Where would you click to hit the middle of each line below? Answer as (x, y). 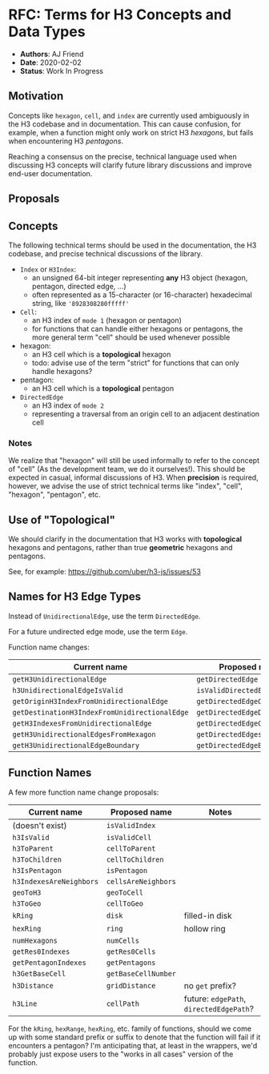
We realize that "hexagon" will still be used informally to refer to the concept (134, 461)
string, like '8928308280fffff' (80, 303)
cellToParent (131, 848)
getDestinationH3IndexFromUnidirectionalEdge (100, 712)
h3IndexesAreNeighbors (55, 881)
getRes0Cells (131, 951)
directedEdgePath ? (219, 1008)
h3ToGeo (27, 903)
